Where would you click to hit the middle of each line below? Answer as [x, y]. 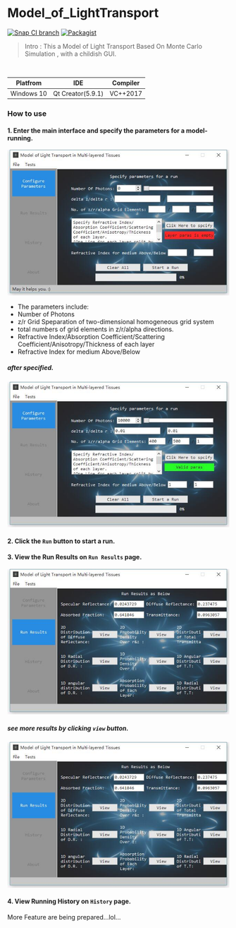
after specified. [31, 368]
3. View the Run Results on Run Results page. [75, 557]
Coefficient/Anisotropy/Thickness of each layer [86, 344]
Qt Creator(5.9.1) [78, 93]
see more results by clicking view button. [68, 728]
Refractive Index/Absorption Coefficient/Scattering [91, 336]
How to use [27, 114]
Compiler [126, 83]
